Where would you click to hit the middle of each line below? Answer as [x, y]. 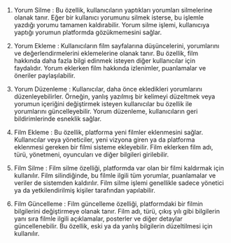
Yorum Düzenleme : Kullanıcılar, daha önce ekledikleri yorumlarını [108, 89]
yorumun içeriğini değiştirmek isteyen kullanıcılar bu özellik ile [103, 104]
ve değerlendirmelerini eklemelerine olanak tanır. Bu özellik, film [106, 53]
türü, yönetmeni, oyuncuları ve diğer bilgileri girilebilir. [91, 154]
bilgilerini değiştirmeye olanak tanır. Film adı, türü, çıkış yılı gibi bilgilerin [117, 211]
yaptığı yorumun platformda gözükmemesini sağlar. [88, 32]
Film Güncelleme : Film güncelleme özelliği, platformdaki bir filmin [108, 204]
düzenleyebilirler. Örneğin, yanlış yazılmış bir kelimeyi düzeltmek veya [114, 96]
